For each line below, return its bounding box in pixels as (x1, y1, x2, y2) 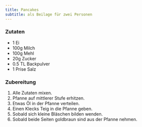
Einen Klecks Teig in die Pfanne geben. (12, 106, 93, 112)
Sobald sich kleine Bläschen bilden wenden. (12, 111, 103, 117)
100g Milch (12, 45, 35, 51)
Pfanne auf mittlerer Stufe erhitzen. (12, 95, 85, 101)
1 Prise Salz (12, 66, 36, 72)
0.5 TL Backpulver (12, 61, 50, 67)
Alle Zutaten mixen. (12, 90, 52, 96)
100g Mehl (12, 50, 34, 56)
